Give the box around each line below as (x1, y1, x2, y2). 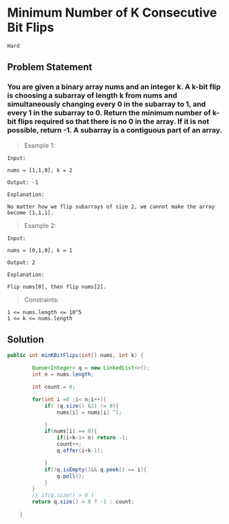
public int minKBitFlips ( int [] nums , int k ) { (7, 352, 144, 359)
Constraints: (24, 295, 59, 304)
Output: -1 (7, 179, 39, 186)
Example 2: (24, 221, 57, 229)
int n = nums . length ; (32, 371, 95, 378)
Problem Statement (7, 61, 93, 73)
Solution (7, 334, 44, 346)
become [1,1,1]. (7, 209, 54, 216)
